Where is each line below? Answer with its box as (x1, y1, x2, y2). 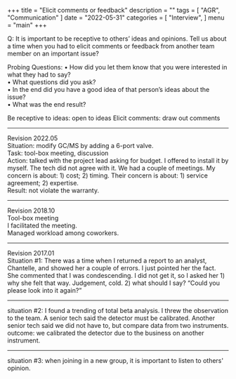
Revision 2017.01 (7, 249, 55, 257)
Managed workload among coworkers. (7, 229, 119, 237)
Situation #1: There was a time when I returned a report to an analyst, (7, 256, 207, 265)
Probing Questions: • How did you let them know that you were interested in (7, 63, 228, 71)
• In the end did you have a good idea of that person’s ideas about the (7, 86, 210, 93)
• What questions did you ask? (7, 78, 96, 86)
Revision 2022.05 (7, 134, 58, 142)
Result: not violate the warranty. (7, 186, 100, 194)
